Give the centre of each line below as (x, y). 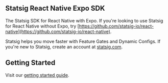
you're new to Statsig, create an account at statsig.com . (64, 47)
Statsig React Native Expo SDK (55, 8)
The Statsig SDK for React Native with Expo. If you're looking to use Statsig (84, 20)
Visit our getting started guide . (37, 75)
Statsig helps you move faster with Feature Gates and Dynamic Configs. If (83, 41)
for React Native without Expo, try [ (42, 26)
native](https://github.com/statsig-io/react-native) (58, 31)
